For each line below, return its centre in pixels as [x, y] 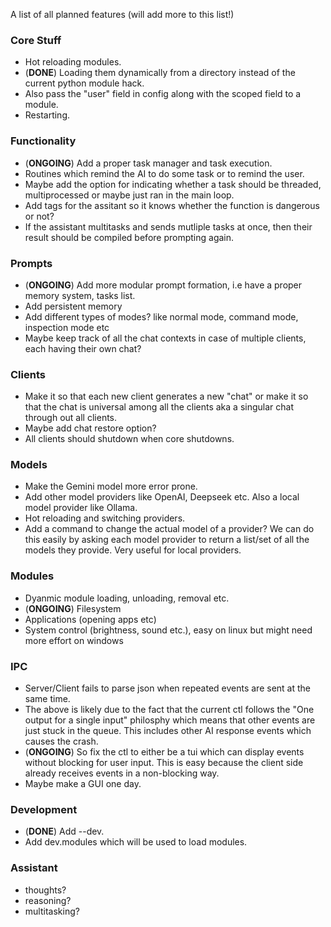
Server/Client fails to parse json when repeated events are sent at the [167, 688]
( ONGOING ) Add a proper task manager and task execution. [148, 163]
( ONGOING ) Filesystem [73, 608]
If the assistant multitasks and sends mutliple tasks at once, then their [168, 226]
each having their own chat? [83, 348]
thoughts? [45, 890]
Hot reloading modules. [73, 62]
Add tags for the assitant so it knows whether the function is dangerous [172, 205]
